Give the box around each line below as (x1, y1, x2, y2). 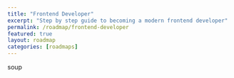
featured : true (7, 30, 53, 38)
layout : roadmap (7, 37, 56, 44)
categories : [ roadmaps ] (7, 43, 78, 50)
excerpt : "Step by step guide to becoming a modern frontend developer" (7, 17, 228, 24)
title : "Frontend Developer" (7, 10, 94, 18)
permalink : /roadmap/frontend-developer (7, 23, 130, 30)
